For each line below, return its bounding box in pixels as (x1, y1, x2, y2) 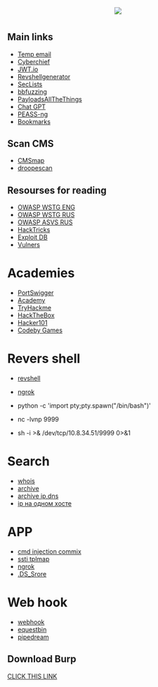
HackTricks (17, 226, 51, 234)
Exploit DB (17, 233, 48, 242)
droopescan (17, 164, 53, 172)
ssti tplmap (17, 554, 50, 563)
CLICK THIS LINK (7, 671, 58, 680)
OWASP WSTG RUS (17, 211, 75, 219)
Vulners (17, 241, 41, 249)
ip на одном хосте (17, 499, 72, 508)
